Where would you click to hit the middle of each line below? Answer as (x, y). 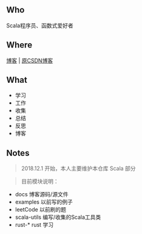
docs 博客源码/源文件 (42, 194)
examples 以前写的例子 (44, 202)
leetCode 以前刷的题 (41, 210)
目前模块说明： (40, 182)
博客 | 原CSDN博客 (30, 60)
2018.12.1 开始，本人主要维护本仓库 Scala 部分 (78, 168)
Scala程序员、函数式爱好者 (40, 25)
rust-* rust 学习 (34, 225)
